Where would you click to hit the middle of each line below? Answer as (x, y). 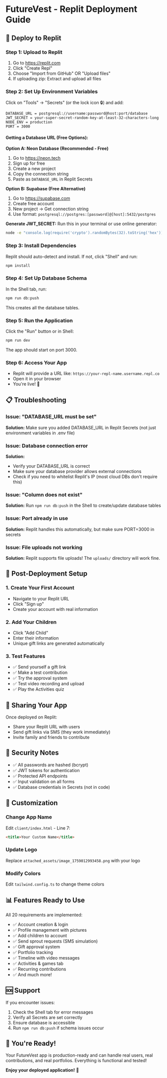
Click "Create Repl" (32, 68)
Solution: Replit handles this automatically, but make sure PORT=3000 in (80, 529)
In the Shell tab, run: (26, 289)
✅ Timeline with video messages (46, 958)
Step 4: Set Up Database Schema (46, 278)
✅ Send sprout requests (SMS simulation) (55, 941)
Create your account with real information (55, 609)
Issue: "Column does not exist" (44, 494)
